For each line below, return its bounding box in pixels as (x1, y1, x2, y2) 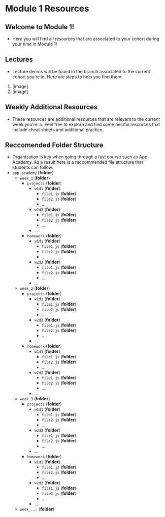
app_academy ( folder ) (12, 170, 54, 176)
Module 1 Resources (5, 3, 90, 14)
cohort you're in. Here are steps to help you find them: (12, 74, 123, 80)
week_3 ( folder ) (19, 396, 50, 402)
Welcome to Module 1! (5, 23, 75, 31)
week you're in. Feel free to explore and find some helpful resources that (12, 121, 160, 127)
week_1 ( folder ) (19, 175, 50, 181)
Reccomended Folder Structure (5, 141, 103, 149)
